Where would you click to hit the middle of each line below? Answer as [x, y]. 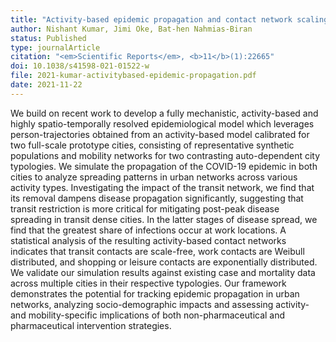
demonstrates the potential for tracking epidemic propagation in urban [155, 293]
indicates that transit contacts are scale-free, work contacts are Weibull [157, 251]
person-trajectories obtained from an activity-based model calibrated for [160, 134]
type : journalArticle [55, 47]
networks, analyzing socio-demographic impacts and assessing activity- [160, 304]
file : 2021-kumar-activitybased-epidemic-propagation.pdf [133, 76]
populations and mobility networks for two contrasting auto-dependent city [165, 155]
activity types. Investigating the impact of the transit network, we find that [162, 187]
